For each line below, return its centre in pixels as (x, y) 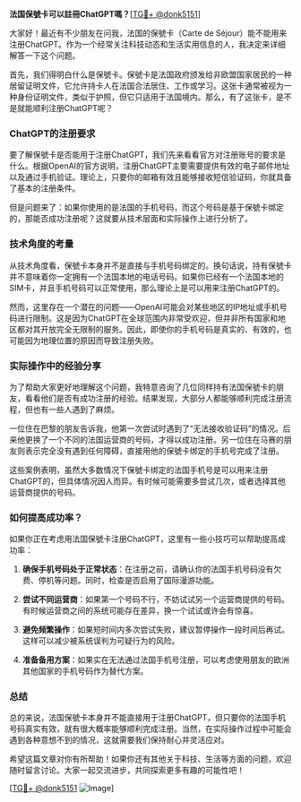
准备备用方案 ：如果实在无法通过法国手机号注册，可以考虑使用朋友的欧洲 (155, 660)
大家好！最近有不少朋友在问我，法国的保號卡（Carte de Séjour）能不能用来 (148, 33)
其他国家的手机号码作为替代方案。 (85, 671)
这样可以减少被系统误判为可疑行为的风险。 (101, 641)
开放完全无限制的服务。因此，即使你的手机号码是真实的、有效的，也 (166, 329)
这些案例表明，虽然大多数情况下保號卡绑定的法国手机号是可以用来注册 (139, 470)
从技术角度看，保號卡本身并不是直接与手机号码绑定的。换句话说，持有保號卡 (150, 265)
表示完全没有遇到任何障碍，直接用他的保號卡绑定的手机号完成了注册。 (154, 451)
